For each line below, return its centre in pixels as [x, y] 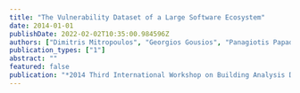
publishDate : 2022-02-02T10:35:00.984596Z [89, 34]
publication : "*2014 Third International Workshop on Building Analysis [147, 75]
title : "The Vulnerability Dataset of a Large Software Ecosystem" [137, 17]
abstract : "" [33, 58]
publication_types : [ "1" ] [57, 50]
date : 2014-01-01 [42, 26]
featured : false [39, 67]
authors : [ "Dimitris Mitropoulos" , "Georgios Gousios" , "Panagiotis [139, 42]
